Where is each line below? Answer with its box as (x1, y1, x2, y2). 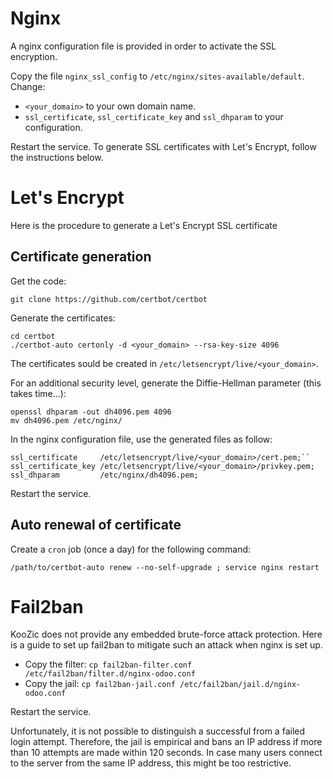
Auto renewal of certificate (10, 517, 182, 534)
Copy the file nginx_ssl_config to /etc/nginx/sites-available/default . (10, 70, 305, 82)
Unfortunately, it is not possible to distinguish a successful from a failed (10, 725, 306, 737)
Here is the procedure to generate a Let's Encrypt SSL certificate (10, 219, 278, 231)
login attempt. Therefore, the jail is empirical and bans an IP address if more (10, 736, 323, 748)
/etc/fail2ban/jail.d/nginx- (179, 680, 302, 690)
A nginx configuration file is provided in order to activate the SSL (10, 40, 277, 52)
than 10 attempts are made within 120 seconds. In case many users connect (10, 747, 323, 759)
